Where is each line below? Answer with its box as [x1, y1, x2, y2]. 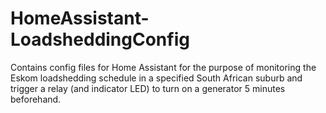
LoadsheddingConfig [10, 28, 190, 51]
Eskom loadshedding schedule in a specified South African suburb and [10, 72, 303, 84]
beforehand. [10, 93, 62, 105]
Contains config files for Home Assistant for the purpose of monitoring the [10, 61, 317, 73]
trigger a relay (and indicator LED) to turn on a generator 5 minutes [10, 82, 286, 94]
